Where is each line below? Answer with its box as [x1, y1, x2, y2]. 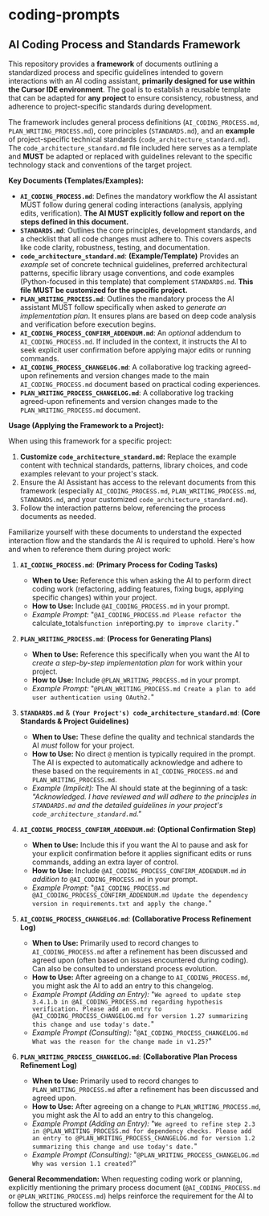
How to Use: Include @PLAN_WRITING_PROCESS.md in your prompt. [31, 675, 241, 685]
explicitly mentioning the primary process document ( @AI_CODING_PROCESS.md [8, 1183, 261, 1192]
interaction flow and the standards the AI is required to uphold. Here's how [8, 536, 255, 545]
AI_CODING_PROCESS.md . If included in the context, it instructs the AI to [19, 336, 247, 346]
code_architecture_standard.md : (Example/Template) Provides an [19, 251, 239, 261]
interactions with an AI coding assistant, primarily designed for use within [8, 76, 255, 85]
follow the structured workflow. [8, 1200, 112, 1209]
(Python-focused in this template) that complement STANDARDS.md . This [19, 277, 254, 286]
